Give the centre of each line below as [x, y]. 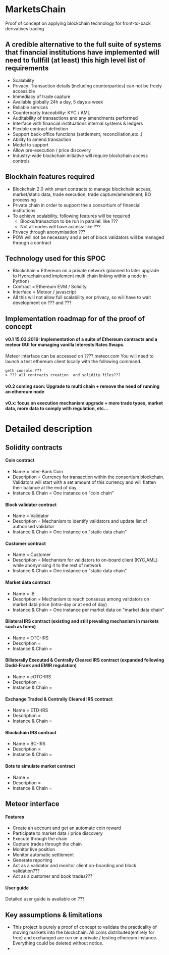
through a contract [32, 242]
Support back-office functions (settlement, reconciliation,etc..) [77, 134]
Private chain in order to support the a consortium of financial [76, 205]
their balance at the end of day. [45, 487]
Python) [21, 281]
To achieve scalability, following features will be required [71, 216]
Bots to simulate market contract [40, 766]
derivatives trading [25, 28]
